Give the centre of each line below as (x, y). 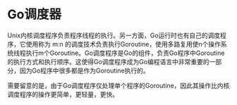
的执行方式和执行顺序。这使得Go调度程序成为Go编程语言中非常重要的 (108, 61)
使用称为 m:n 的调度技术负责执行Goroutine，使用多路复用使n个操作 (123, 44)
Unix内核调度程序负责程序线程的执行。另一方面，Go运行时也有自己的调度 (114, 35)
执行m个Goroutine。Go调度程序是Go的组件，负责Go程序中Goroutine (125, 53)
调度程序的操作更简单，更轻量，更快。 (63, 94)
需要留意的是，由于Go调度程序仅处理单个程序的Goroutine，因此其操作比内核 (119, 85)
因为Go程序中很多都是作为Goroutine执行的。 (84, 70)
